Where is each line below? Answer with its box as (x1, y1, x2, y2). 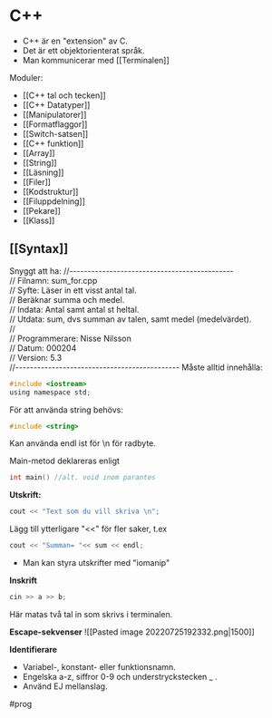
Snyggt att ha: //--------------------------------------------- (9, 265, 234, 277)
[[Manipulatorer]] (22, 109, 87, 120)
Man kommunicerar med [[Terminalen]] (22, 54, 170, 65)
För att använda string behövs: (9, 404, 124, 415)
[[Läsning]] (22, 167, 64, 178)
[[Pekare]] (22, 205, 61, 216)
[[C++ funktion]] (22, 138, 84, 149)
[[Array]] (22, 147, 56, 159)
